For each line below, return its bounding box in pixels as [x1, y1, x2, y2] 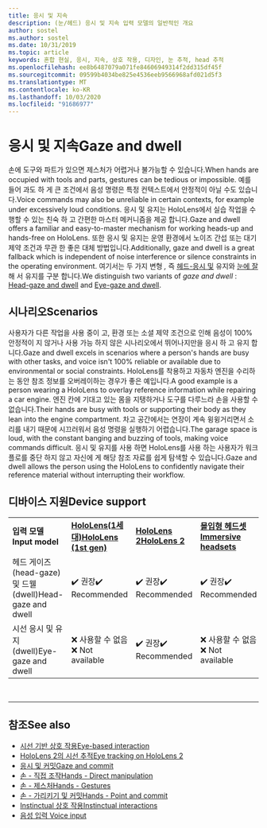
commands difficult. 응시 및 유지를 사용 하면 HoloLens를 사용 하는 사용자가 [8, 442, 244, 452]
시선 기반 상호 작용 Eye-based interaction [19, 741, 149, 750]
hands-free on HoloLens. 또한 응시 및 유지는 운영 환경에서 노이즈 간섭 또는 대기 [8, 233, 257, 243]
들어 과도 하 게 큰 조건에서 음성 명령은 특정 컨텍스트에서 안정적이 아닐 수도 [8, 185, 237, 195]
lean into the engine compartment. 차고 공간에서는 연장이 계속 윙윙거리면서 [8, 414, 246, 424]
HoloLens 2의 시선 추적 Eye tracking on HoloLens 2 [19, 751, 184, 760]
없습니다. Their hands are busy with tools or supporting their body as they [8, 404, 246, 414]
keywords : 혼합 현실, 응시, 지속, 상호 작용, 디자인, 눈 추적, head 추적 [8, 56, 224, 64]
